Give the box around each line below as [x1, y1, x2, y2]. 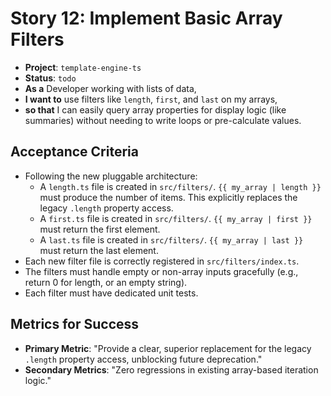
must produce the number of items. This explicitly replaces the [39, 191, 298, 203]
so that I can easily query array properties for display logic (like [24, 103, 287, 116]
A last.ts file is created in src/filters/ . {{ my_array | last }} [39, 233, 304, 246]
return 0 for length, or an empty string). [24, 276, 188, 288]
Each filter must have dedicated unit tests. [24, 287, 199, 299]
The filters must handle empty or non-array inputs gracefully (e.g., [24, 265, 299, 277]
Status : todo [24, 72, 77, 84]
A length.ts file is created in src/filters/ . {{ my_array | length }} [39, 180, 322, 192]
